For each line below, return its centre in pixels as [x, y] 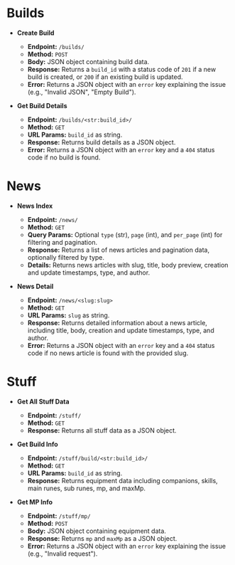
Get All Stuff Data [43, 401]
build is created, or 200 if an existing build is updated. [105, 77]
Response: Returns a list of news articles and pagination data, [119, 250]
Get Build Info [37, 444]
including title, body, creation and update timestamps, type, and [121, 330]
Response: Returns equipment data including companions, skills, [122, 480]
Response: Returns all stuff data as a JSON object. [102, 430]
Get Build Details [42, 105]
